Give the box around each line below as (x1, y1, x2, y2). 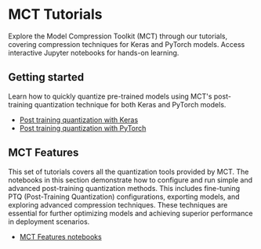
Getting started (8, 70, 85, 84)
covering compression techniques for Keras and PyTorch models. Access (8, 39, 245, 49)
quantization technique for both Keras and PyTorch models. (34, 99, 227, 109)
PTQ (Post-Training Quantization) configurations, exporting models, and (8, 192, 241, 201)
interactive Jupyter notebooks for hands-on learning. (8, 48, 179, 57)
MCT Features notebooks (19, 232, 102, 241)
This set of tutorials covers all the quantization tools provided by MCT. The (8, 167, 249, 176)
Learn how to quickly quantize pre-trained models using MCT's (8, 92, 212, 101)
